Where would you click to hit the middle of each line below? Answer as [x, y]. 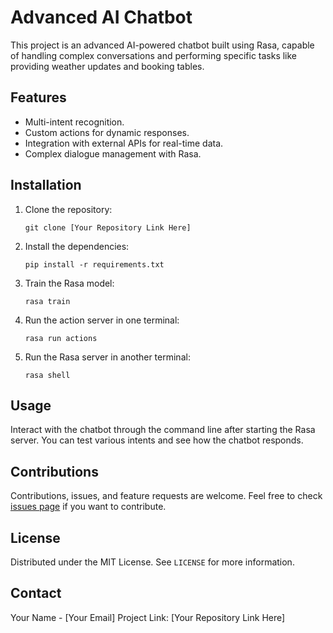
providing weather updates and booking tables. [107, 66]
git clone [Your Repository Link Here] [108, 227]
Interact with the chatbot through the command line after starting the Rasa [163, 430]
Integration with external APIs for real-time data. [124, 143]
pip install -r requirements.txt [94, 264]
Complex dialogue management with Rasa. [113, 153]
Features [38, 97]
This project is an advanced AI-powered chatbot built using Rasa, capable [162, 45]
